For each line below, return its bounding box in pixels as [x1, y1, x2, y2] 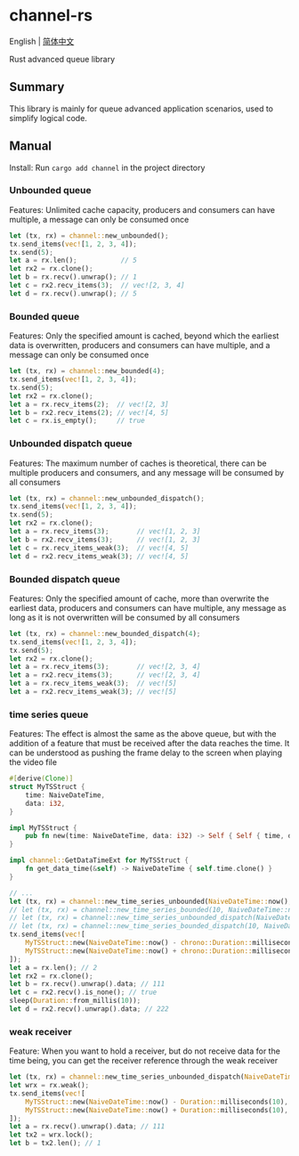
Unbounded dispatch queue [9, 437, 133, 450]
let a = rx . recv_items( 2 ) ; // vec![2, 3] [9, 400, 169, 409]
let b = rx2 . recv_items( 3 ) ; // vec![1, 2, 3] [9, 535, 201, 544]
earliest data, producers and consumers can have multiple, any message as [9, 602, 287, 613]
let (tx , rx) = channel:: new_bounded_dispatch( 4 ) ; [9, 629, 201, 638]
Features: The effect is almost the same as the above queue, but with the [9, 729, 277, 739]
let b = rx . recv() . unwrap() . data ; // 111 [9, 980, 166, 989]
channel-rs [9, 5, 93, 26]
